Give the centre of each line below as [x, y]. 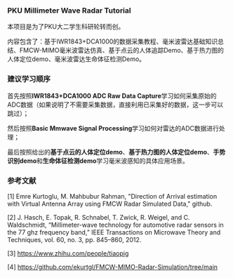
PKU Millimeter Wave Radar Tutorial [69, 11]
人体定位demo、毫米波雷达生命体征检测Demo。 [76, 59]
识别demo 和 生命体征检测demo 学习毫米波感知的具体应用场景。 [98, 161]
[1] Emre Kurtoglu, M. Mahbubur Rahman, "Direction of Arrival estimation [112, 196]
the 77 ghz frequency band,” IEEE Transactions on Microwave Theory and [114, 232]
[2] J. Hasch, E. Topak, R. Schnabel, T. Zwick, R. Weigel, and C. [99, 217]
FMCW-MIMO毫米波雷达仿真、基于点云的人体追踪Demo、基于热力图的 [122, 51]
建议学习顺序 [29, 79]
